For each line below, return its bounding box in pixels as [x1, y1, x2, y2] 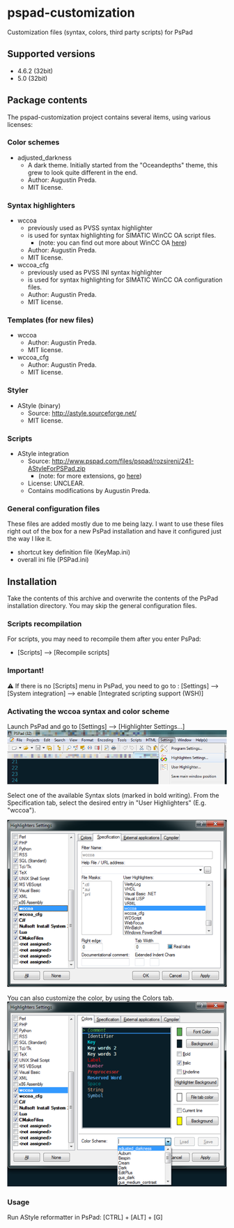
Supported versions [7, 48, 95, 60]
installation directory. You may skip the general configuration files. [7, 602, 197, 610]
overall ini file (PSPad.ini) [17, 556, 89, 564]
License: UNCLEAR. [27, 479, 85, 487]
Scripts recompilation [7, 619, 82, 629]
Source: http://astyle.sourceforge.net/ [27, 409, 137, 417]
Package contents [7, 94, 88, 106]
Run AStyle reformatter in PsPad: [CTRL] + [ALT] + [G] [7, 1213, 163, 1222]
